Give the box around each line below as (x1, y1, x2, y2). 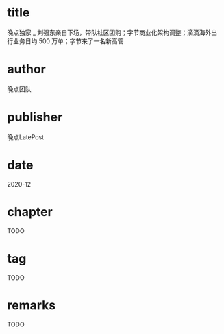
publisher (7, 110, 63, 125)
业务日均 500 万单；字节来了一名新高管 (12, 36, 124, 45)
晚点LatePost (7, 132, 45, 141)
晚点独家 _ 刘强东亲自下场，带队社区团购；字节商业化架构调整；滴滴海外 (7, 28, 212, 36)
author (7, 62, 47, 77)
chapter (7, 204, 53, 219)
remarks (7, 297, 56, 313)
